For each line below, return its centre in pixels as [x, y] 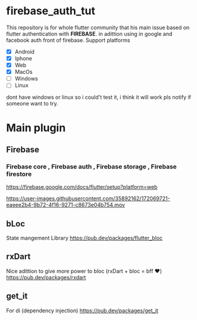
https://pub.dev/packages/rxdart [46, 277]
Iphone [24, 58]
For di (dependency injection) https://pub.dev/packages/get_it [82, 310]
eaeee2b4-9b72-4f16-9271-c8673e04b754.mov [65, 205]
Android [24, 51]
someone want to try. [32, 104]
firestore [19, 174]
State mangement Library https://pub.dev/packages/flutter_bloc [85, 238]
